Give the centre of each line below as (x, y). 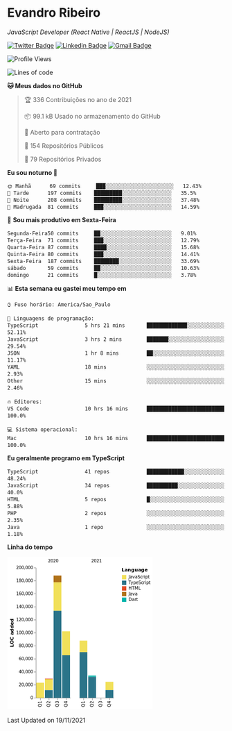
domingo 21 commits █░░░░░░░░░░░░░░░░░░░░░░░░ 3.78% (102, 275)
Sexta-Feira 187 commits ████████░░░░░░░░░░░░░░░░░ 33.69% (103, 261)
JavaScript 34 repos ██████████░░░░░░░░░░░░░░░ (116, 485)
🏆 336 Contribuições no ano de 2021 (78, 99)
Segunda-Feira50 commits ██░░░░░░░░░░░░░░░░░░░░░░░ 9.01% (102, 233)
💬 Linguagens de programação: (51, 318)
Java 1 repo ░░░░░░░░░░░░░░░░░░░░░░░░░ (116, 527)
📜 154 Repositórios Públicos (64, 145)
